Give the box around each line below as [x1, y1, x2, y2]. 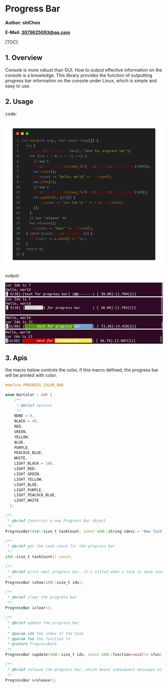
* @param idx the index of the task [7, 631, 84, 636]
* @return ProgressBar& [7, 641, 57, 647]
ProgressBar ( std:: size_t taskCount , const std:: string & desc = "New [5, 529, 151, 534]
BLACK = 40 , [14, 419, 39, 424]
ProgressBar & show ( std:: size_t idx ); [5, 580, 84, 585]
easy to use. [5, 83, 30, 89]
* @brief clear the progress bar [7, 595, 77, 600]
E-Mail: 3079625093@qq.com [5, 29, 70, 35]
